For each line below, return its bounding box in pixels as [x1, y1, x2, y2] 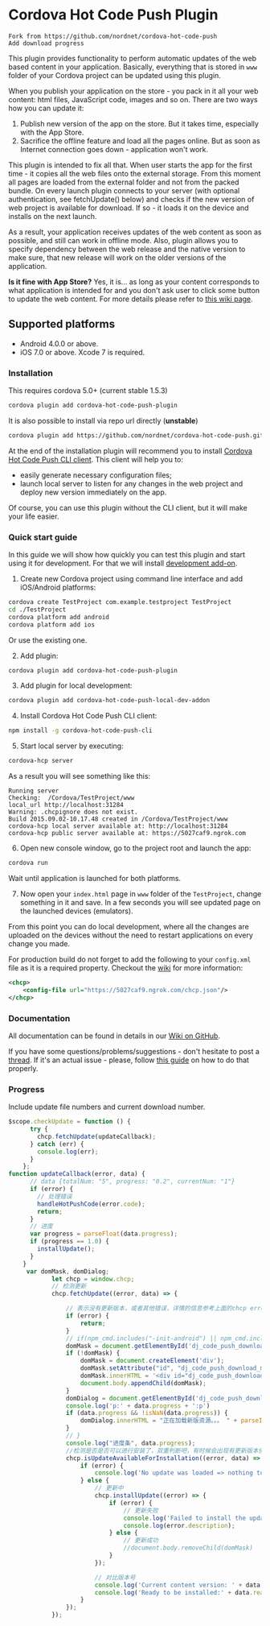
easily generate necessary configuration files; [19, 470, 172, 480]
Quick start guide [8, 532, 78, 543]
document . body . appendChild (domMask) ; [80, 1379, 207, 1387]
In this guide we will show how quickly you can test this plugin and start [8, 550, 246, 560]
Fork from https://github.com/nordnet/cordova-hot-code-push [8, 32, 218, 40]
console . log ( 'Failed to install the [123, 1514, 247, 1522]
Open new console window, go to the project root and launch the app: [19, 843, 252, 853]
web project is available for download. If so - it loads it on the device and [8, 203, 249, 213]
